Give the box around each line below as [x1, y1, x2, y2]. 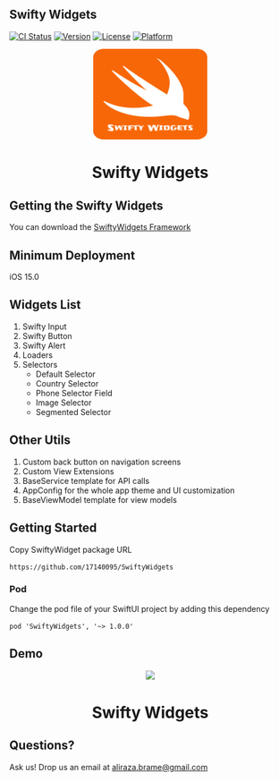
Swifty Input [21, 321, 67, 332]
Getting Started [9, 521, 97, 536]
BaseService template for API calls [21, 475, 150, 486]
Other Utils [9, 433, 72, 448]
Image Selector [35, 397, 92, 408]
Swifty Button [21, 330, 73, 341]
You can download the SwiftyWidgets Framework [9, 222, 191, 233]
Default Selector [35, 369, 96, 379]
